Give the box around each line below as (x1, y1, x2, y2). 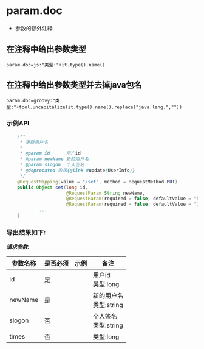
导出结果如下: (6, 228, 46, 236)
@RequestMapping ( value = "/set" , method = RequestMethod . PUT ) (17, 178, 178, 185)
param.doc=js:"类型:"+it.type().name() (6, 62, 106, 68)
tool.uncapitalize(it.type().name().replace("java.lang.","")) (19, 104, 182, 110)
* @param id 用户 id (19, 150, 81, 157)
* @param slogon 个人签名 (19, 162, 85, 168)
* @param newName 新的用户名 (19, 156, 89, 162)
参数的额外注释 (15, 24, 53, 32)
